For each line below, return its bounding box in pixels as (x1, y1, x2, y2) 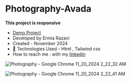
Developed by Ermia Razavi (12, 35, 70, 41)
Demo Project (12, 29, 41, 35)
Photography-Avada (5, 3, 92, 15)
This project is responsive (5, 20, 61, 26)
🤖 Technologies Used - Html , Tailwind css (12, 46, 101, 52)
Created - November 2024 (12, 40, 68, 46)
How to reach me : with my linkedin (12, 51, 86, 57)
